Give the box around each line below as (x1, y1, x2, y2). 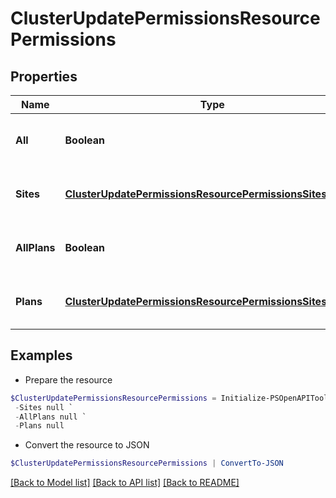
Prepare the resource (24, 373, 113, 386)
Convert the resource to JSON (24, 439, 150, 451)
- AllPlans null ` (14, 412, 87, 422)
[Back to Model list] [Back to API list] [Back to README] (10, 477, 240, 489)
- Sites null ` (14, 402, 74, 412)
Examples (10, 347, 73, 364)
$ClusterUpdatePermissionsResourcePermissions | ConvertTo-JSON (10, 458, 284, 469)
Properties (10, 68, 78, 85)
